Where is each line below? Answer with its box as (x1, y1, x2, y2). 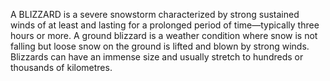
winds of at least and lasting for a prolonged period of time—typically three (10, 19, 320, 31)
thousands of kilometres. (10, 62, 113, 73)
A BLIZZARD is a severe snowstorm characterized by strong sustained (10, 9, 300, 20)
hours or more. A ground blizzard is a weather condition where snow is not (10, 30, 318, 41)
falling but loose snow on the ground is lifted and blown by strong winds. (10, 40, 310, 52)
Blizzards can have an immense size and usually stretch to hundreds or (10, 51, 304, 63)
